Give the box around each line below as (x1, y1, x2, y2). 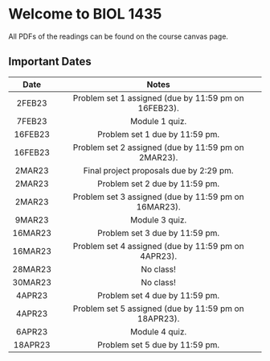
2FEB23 (16, 98, 47, 109)
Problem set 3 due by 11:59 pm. (97, 227, 219, 239)
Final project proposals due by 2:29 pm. (83, 164, 235, 176)
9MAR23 (14, 214, 50, 226)
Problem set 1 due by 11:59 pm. (97, 128, 219, 139)
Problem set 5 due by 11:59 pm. (97, 339, 219, 351)
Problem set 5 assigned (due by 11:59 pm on (72, 303, 244, 314)
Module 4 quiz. (129, 326, 187, 337)
